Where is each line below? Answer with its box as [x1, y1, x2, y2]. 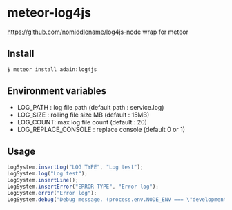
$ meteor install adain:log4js [7, 66, 97, 73]
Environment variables [7, 85, 107, 97]
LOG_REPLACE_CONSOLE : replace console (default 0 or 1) [17, 126, 185, 134]
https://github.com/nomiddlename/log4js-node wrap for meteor [7, 28, 188, 36]
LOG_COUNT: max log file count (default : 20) [17, 118, 147, 126]
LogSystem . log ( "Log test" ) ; [7, 171, 88, 178]
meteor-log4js [7, 5, 92, 21]
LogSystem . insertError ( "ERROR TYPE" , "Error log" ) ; [7, 183, 159, 190]
